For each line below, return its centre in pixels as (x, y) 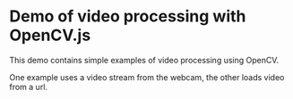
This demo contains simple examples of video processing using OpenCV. (144, 60)
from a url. (28, 87)
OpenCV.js (50, 35)
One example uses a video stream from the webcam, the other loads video (147, 77)
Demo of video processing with (128, 16)
